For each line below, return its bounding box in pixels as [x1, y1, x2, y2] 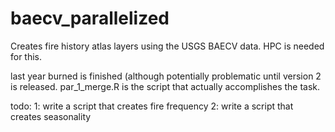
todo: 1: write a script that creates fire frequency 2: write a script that [10, 100, 294, 112]
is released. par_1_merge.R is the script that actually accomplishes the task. [10, 80, 321, 92]
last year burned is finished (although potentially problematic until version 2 [10, 70, 322, 82]
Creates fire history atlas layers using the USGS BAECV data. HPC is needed [10, 40, 325, 52]
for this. [10, 50, 43, 62]
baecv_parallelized [10, 7, 170, 30]
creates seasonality [10, 110, 92, 122]
